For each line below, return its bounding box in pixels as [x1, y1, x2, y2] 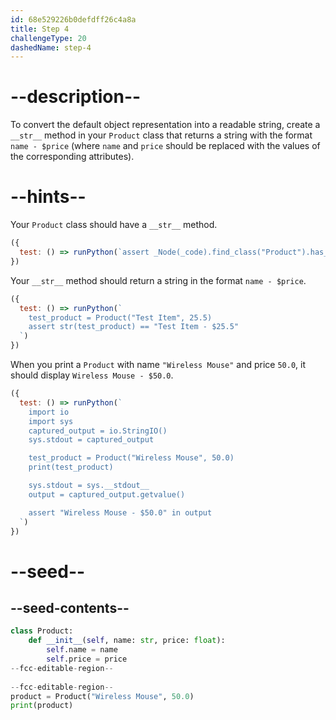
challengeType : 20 [10, 33, 87, 43]
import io [28, 407, 70, 417]
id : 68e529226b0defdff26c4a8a [10, 14, 137, 25]
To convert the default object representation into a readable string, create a [10, 119, 321, 131]
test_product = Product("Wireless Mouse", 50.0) [28, 453, 235, 463]
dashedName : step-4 [10, 42, 92, 53]
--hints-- [10, 186, 87, 208]
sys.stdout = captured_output [28, 435, 155, 445]
